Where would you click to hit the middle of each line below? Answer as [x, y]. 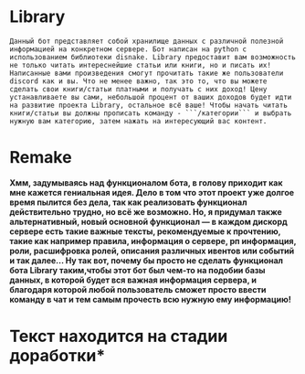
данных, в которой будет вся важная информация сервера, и [133, 280]
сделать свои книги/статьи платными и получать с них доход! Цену [138, 89]
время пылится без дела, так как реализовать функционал [128, 202]
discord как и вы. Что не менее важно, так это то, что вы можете [138, 81]
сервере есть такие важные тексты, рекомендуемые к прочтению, [145, 231]
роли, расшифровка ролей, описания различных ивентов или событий [152, 251]
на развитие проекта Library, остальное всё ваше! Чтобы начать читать [148, 105]
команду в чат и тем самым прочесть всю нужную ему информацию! [151, 299]
